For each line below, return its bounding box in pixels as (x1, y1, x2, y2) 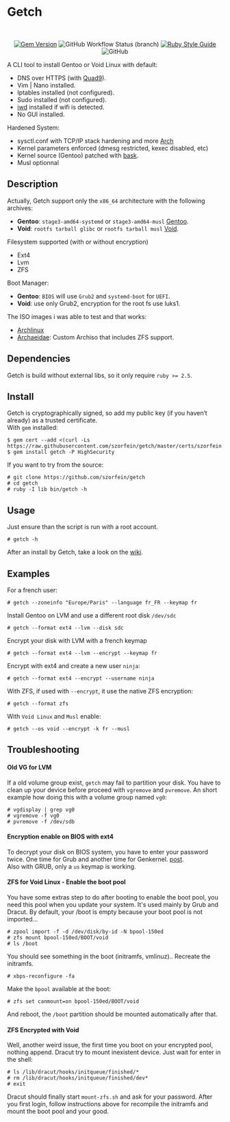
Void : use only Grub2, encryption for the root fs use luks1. (16, 299, 181, 307)
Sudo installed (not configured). (16, 95, 107, 103)
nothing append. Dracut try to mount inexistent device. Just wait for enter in (7, 1048, 221, 1056)
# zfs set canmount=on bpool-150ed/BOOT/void (7, 998, 139, 1005)
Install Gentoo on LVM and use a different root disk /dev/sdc (7, 611, 177, 620)
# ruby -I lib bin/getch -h (7, 486, 88, 493)
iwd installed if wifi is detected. (16, 103, 105, 111)
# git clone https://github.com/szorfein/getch (7, 474, 146, 481)
